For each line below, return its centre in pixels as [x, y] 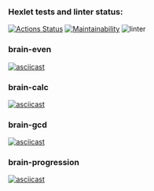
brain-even [30, 50]
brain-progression [44, 163]
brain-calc [28, 87]
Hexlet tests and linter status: [66, 12]
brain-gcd [27, 125]
